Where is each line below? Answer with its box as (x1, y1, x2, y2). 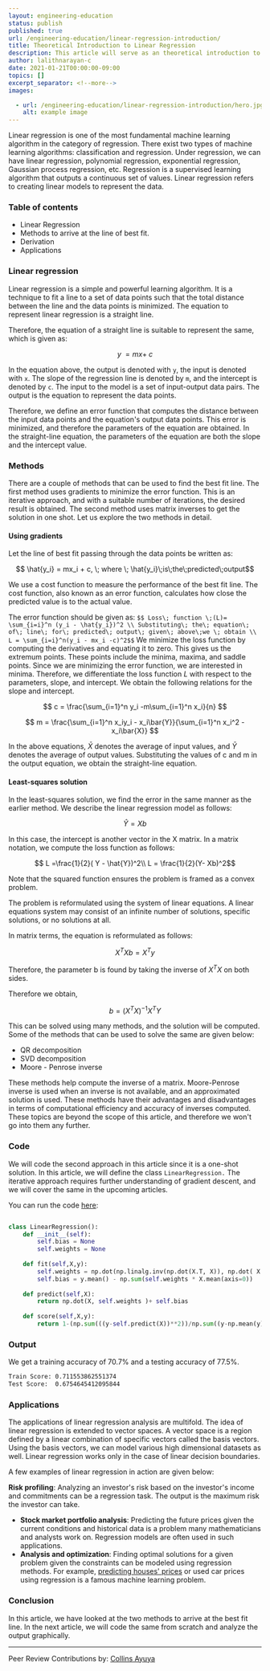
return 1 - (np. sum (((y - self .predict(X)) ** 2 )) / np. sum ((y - (37, 1320, 228, 1328)
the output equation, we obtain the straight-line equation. (8, 758, 198, 768)
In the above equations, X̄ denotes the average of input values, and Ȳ (8, 742, 237, 751)
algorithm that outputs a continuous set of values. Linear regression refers (8, 174, 255, 183)
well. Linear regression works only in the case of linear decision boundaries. (8, 1452, 260, 1461)
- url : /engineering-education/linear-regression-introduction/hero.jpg (15, 101, 264, 109)
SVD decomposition (19, 1054, 87, 1064)
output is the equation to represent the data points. (8, 390, 177, 400)
